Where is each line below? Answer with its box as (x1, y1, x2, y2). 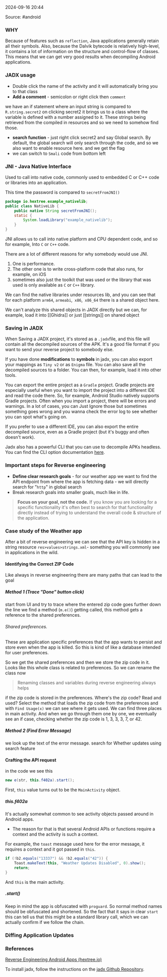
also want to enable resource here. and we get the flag (12, 145, 125, 151)
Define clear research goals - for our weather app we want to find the (12, 473, 157, 479)
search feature (5, 746, 35, 752)
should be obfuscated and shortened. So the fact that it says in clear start (5, 908, 159, 914)
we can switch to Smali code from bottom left (12, 150, 106, 156)
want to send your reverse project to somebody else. (5, 347, 114, 353)
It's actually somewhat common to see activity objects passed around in (5, 811, 154, 817)
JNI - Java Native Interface (5, 163, 71, 170)
